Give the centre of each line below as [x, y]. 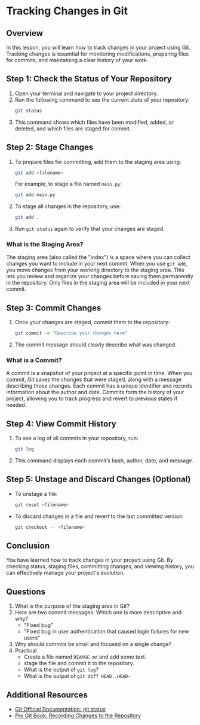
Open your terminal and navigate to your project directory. [86, 93]
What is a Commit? [34, 360]
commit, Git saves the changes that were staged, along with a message [94, 380]
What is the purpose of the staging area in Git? [72, 606]
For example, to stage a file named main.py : [68, 184]
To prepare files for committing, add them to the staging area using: [98, 162]
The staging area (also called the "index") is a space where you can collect [99, 257]
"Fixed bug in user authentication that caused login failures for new [106, 632]
